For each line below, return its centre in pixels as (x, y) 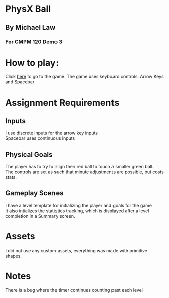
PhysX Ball (28, 9)
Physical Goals (29, 154)
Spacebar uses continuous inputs (40, 138)
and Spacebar (20, 82)
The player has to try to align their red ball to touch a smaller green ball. (79, 167)
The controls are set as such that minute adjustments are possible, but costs (84, 172)
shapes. (13, 256)
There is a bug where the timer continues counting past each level (74, 290)
